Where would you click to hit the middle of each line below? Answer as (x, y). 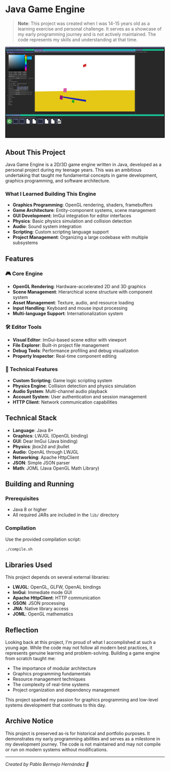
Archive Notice (29, 721)
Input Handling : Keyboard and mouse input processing (70, 308)
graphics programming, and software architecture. (58, 181)
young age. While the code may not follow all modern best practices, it (79, 648)
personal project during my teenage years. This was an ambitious (73, 170)
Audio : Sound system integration (47, 227)
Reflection (22, 630)
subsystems (25, 243)
